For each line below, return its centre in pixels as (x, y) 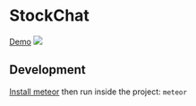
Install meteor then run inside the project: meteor (98, 92)
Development (48, 70)
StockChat (49, 16)
